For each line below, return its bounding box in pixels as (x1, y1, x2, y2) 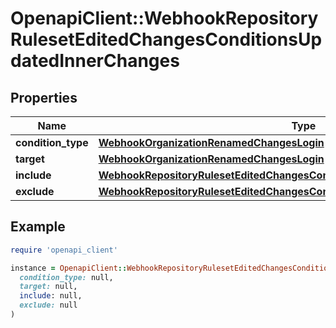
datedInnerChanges (10, 50, 180, 72)
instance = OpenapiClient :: (10, 263, 128, 273)
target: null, (19, 282, 78, 292)
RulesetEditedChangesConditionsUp (10, 28, 323, 51)
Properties (10, 89, 78, 106)
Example (10, 218, 66, 236)
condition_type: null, (19, 272, 114, 282)
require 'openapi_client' (10, 245, 118, 255)
